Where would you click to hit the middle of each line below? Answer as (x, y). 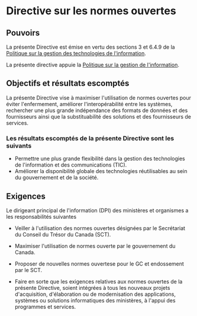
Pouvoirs (23, 33)
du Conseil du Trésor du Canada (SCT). (63, 234)
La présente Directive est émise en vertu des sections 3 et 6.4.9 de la (91, 47)
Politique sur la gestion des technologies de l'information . (76, 53)
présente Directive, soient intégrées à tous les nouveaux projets (92, 288)
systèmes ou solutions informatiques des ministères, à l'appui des (95, 300)
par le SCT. (28, 270)
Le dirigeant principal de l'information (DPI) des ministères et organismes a (97, 210)
